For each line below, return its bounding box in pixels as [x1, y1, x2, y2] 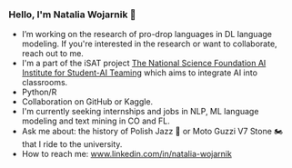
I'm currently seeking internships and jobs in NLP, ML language [21, 106, 259, 117]
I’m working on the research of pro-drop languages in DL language [21, 29, 272, 40]
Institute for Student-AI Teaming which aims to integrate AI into [21, 67, 258, 78]
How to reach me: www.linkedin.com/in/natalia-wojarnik [21, 149, 233, 160]
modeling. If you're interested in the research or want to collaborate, [21, 38, 278, 49]
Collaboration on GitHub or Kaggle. [21, 96, 154, 107]
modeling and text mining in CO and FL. [21, 115, 170, 126]
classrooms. [21, 77, 68, 88]
